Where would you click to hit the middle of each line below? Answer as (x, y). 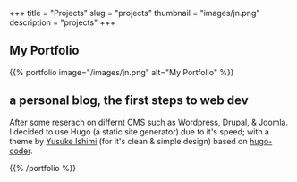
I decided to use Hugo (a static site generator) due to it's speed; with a (140, 131)
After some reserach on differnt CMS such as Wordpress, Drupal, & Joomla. (149, 122)
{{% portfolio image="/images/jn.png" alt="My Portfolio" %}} (122, 72)
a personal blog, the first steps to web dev (129, 101)
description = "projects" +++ (63, 22)
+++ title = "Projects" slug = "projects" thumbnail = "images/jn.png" (135, 13)
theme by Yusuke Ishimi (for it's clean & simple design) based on (128, 141)
